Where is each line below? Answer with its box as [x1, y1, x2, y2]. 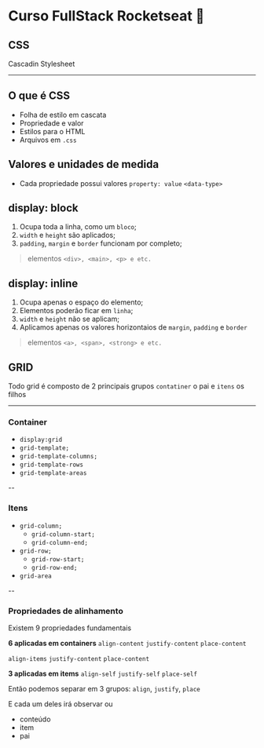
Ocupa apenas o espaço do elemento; [19, 297, 144, 307]
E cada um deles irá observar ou [8, 699, 113, 709]
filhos [8, 390, 27, 400]
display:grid [19, 436, 63, 444]
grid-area [19, 572, 53, 580]
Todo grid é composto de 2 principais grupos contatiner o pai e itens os [8, 381, 245, 391]
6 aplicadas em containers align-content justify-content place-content [8, 638, 247, 648]
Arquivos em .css [19, 135, 77, 144]
